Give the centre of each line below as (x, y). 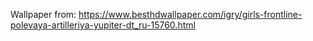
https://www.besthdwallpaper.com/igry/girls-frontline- (190, 14)
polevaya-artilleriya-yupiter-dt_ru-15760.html (103, 25)
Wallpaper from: (43, 14)
